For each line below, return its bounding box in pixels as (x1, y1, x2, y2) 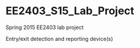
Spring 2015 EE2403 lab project (5, 24, 84, 31)
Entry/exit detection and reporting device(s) (5, 35, 113, 42)
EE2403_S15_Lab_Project (5, 4, 135, 18)
